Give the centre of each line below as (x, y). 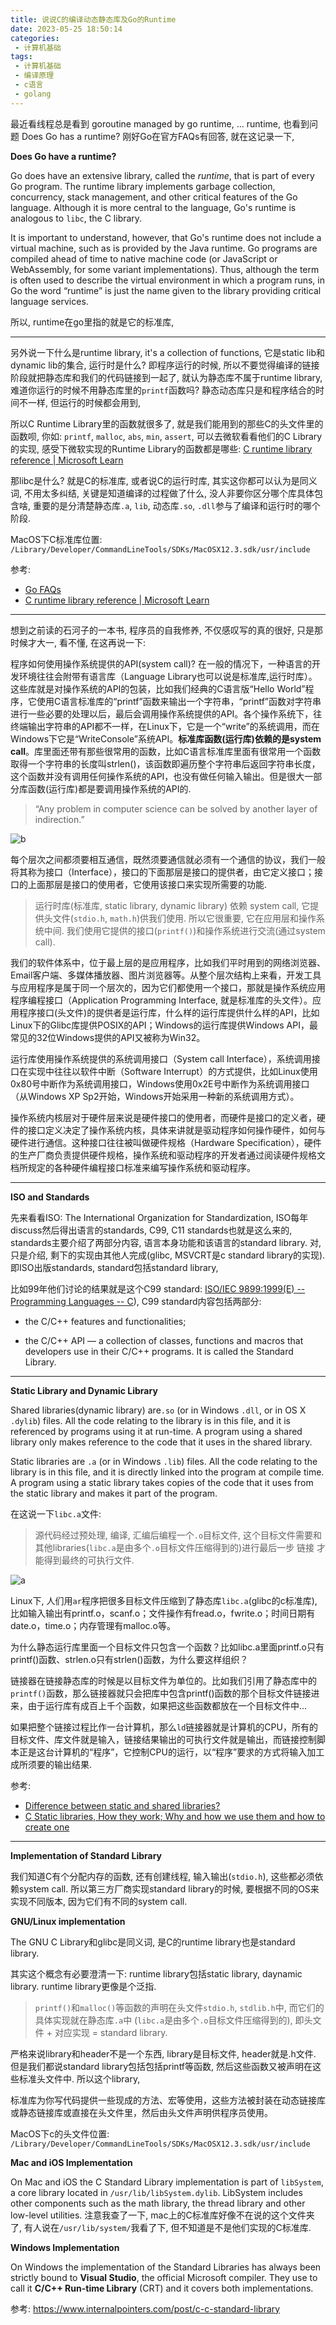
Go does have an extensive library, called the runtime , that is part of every (162, 175)
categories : (35, 38)
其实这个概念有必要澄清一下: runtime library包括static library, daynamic (156, 1973)
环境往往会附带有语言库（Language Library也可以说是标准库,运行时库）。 (168, 676)
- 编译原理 (34, 76)
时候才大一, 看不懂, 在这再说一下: (78, 642)
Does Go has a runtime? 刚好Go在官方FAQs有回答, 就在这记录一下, (158, 136)
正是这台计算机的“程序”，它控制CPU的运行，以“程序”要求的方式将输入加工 (171, 1752)
